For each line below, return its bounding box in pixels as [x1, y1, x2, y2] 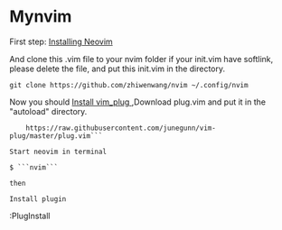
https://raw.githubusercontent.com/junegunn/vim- [25, 124, 217, 133]
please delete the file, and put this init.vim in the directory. [9, 63, 226, 74]
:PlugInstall [9, 210, 51, 221]
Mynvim [9, 6, 72, 27]
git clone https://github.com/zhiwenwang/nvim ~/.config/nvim [9, 80, 249, 89]
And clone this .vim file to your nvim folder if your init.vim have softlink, [9, 53, 274, 64]
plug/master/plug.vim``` [9, 131, 103, 141]
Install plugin [9, 194, 67, 204]
